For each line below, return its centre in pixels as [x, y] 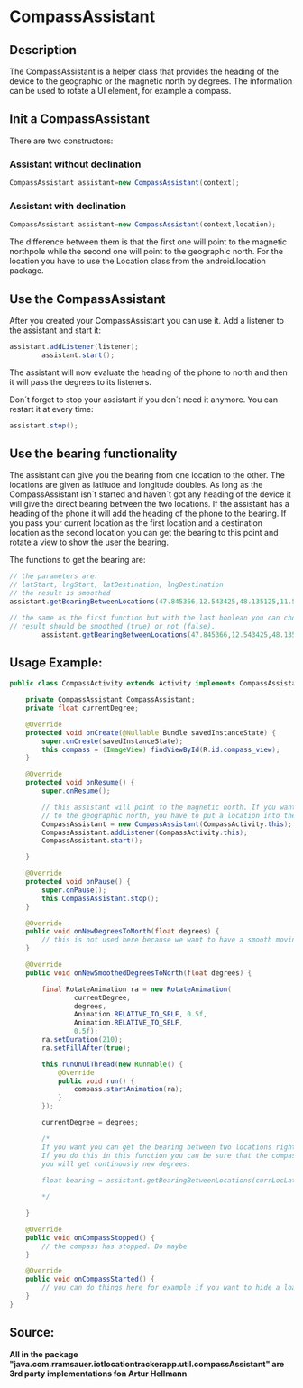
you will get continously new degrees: [117, 1164]
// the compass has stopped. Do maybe [115, 1246]
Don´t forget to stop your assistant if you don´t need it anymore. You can [143, 400]
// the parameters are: [54, 576]
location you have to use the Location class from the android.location [138, 261]
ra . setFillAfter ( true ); [86, 1048]
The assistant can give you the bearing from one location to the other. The [147, 475]
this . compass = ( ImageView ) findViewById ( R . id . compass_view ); [161, 749]
